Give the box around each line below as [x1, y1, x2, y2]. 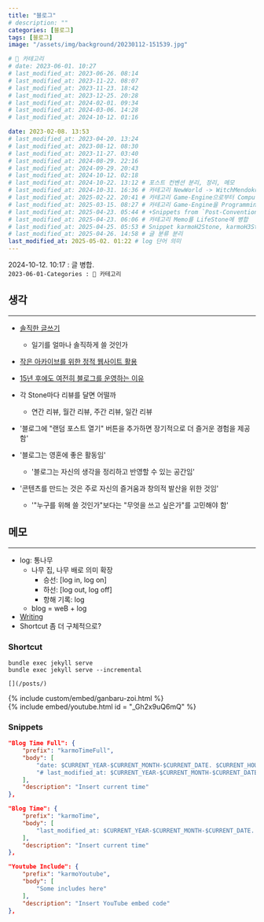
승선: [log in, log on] [42, 575, 108, 585]
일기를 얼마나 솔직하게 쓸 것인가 [31, 340, 128, 349]
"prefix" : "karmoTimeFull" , [22, 747, 114, 755]
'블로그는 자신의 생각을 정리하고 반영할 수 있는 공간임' [31, 467, 195, 476]
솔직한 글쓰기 [19, 323, 60, 333]
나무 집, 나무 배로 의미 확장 [31, 565, 113, 574]
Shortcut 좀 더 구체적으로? [19, 621, 102, 630]
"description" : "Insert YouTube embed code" [22, 899, 170, 907]
